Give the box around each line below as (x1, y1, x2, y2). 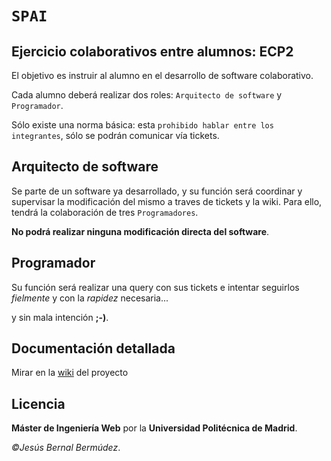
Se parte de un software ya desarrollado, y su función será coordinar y (11, 185, 303, 197)
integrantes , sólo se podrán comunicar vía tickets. (11, 130, 220, 141)
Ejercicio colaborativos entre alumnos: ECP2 (11, 43, 294, 60)
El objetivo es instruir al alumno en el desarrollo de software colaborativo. (11, 70, 314, 81)
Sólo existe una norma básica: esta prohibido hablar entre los (11, 119, 274, 131)
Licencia (11, 395, 66, 412)
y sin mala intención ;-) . (11, 311, 109, 323)
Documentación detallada (11, 340, 176, 357)
